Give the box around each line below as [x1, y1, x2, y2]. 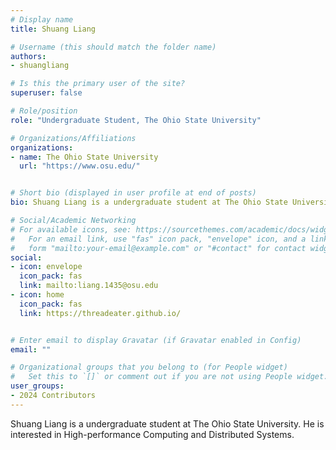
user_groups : [10, 381, 65, 391]
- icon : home [10, 290, 65, 300]
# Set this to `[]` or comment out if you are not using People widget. [10, 372, 329, 382]
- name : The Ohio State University [10, 152, 159, 162]
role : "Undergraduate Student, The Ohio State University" [10, 115, 262, 125]
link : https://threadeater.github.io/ [19, 308, 182, 318]
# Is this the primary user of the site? [10, 79, 186, 89]
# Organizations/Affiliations [10, 133, 137, 143]
